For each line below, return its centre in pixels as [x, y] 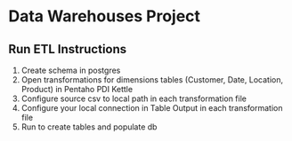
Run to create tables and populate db [89, 127]
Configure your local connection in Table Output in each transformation [152, 108]
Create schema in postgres [71, 70]
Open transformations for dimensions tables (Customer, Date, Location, [152, 80]
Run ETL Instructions [68, 49]
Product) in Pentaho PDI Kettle [77, 89]
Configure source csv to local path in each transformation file [134, 98]
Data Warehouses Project [105, 16]
